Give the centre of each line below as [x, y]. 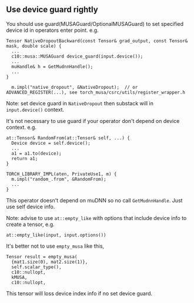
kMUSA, [19, 277]
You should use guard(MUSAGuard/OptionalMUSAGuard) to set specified [95, 24]
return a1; [25, 158]
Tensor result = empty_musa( [42, 257]
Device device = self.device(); [51, 143]
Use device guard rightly [52, 10]
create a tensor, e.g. [30, 224]
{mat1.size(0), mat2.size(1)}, [50, 262]
